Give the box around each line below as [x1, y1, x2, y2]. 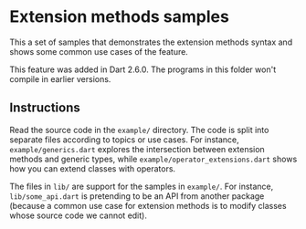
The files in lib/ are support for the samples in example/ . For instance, [9, 181, 274, 192]
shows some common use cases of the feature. [9, 46, 189, 57]
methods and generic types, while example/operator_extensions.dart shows [9, 153, 298, 164]
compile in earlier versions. [9, 73, 111, 84]
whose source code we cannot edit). [9, 210, 148, 221]
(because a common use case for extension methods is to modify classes [9, 200, 287, 211]
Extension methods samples [9, 6, 230, 27]
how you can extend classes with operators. [9, 162, 176, 174]
